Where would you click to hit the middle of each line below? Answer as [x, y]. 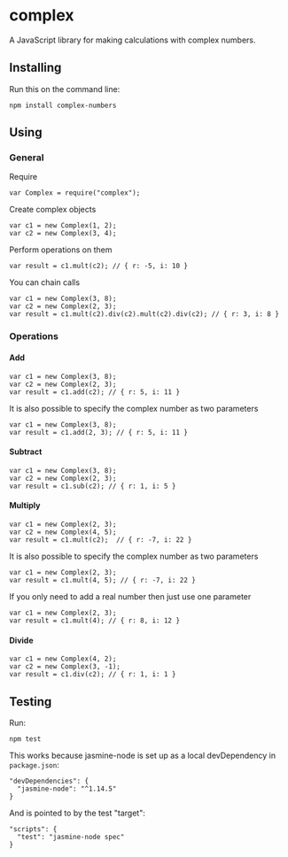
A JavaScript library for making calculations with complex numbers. [132, 40]
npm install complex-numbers [63, 105]
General [27, 158]
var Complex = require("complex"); [75, 193]
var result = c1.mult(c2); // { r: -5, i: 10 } [99, 266]
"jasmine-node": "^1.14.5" [67, 789]
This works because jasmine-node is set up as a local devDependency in [143, 755]
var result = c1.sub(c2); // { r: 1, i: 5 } [93, 486]
